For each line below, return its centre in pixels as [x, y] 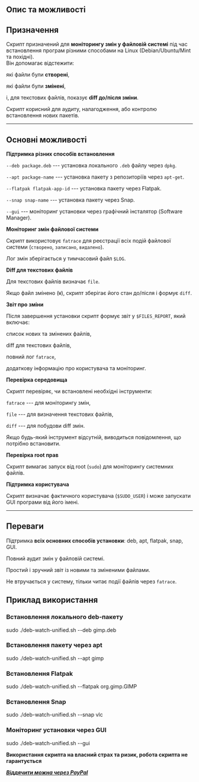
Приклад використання [52, 600]
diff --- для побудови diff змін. [46, 426]
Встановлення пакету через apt [54, 645]
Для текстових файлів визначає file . [53, 282]
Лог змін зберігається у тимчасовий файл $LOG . [66, 259]
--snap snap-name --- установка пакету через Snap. [70, 200]
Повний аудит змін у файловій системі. [55, 558]
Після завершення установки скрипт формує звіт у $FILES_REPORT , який [96, 316]
